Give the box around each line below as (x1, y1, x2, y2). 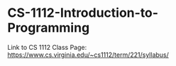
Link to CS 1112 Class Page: (7, 43, 87, 51)
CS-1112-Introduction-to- (7, 5, 158, 21)
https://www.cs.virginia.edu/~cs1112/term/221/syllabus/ (7, 51, 169, 59)
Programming (7, 20, 90, 36)
